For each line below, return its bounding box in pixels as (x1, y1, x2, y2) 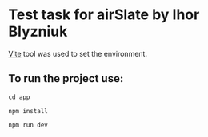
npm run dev (8, 121, 48, 129)
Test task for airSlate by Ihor (8, 6, 200, 24)
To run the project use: (8, 72, 124, 85)
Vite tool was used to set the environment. (8, 49, 148, 58)
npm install (8, 107, 48, 115)
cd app (8, 93, 30, 101)
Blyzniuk (8, 22, 68, 41)
